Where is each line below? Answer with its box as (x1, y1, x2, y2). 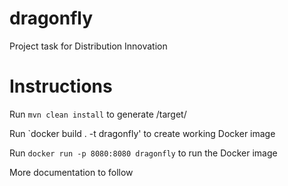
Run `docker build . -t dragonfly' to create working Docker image (9, 127, 276, 139)
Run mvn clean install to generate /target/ (9, 108, 187, 120)
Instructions (9, 75, 113, 98)
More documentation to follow (9, 166, 134, 178)
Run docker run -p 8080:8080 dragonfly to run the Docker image (9, 147, 278, 159)
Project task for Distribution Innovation (9, 40, 168, 52)
